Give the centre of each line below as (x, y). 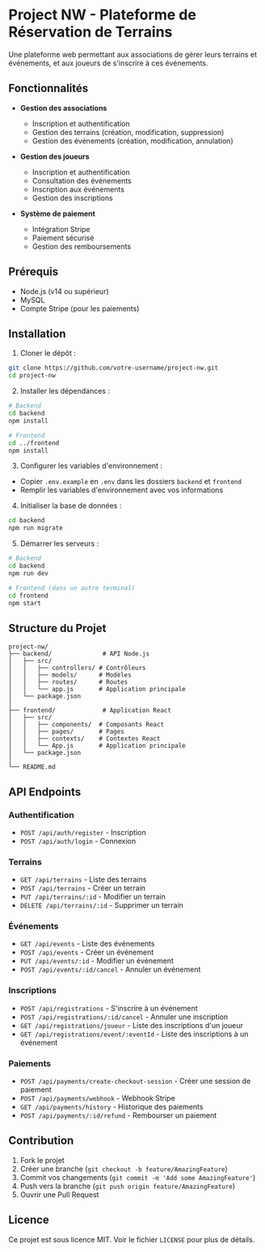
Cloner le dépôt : (48, 353)
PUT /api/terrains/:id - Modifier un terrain (93, 897)
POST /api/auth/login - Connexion (78, 841)
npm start (25, 603)
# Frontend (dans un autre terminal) (72, 588)
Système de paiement (57, 213)
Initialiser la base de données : (71, 506)
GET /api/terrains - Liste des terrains (83, 879)
